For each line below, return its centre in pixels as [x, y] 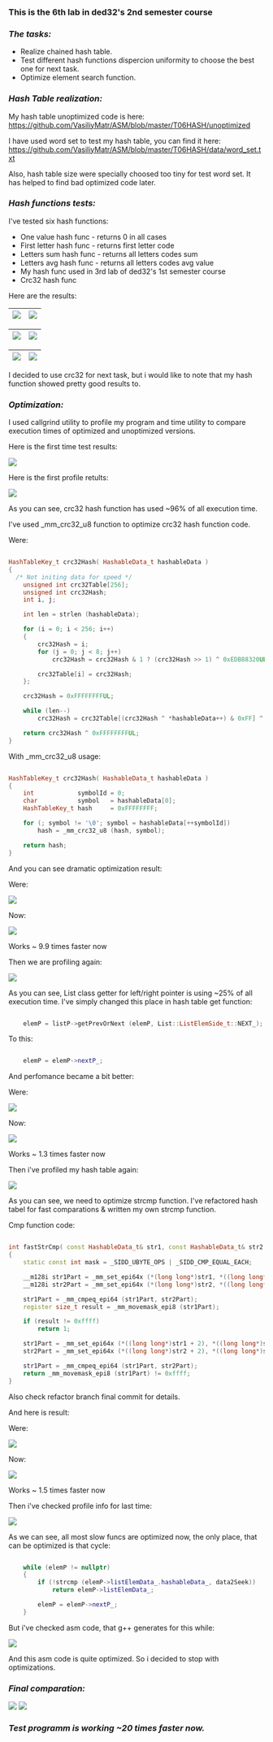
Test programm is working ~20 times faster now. [107, 1728]
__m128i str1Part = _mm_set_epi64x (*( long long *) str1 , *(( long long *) [147, 1277]
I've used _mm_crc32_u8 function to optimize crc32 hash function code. [129, 524]
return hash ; [45, 845]
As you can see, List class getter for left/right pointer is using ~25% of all [131, 993]
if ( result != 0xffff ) [61, 1322]
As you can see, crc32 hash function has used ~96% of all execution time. [133, 509]
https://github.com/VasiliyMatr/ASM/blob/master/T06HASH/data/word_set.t [135, 149]
